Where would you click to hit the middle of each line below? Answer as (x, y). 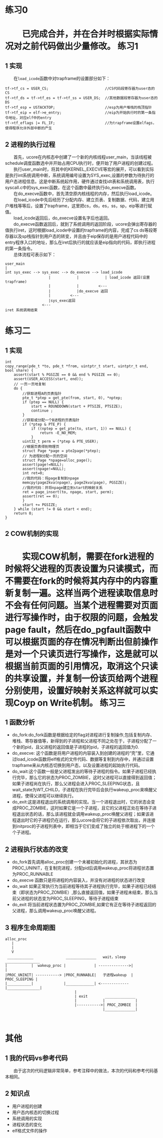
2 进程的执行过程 (30, 144)
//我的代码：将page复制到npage (51, 478)
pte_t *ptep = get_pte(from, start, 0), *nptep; (73, 398)
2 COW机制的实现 (32, 534)
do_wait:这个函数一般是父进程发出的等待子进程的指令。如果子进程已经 (82, 771)
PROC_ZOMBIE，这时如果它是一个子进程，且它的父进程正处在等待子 (84, 808)
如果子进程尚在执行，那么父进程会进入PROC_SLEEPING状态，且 (76, 784)
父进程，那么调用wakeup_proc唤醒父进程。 (55, 911)
